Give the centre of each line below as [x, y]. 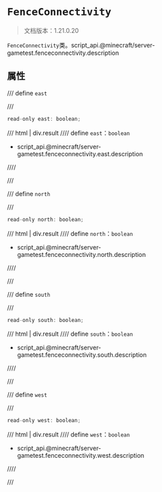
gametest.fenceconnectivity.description [63, 53]
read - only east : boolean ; [44, 119]
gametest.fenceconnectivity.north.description [81, 254]
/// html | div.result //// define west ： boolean [68, 434]
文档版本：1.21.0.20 [51, 30]
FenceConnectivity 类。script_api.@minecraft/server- [81, 45]
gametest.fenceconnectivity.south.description [82, 355]
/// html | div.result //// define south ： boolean [70, 334]
